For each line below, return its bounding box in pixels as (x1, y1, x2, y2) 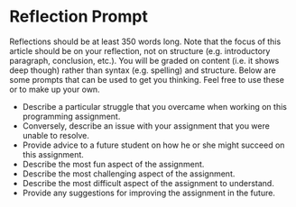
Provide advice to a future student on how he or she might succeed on (22, 139, 285, 150)
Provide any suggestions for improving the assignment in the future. (22, 187, 275, 198)
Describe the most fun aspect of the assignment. (22, 158, 205, 169)
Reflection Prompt (9, 6, 149, 27)
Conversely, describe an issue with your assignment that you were (22, 120, 271, 131)
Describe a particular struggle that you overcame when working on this (22, 101, 287, 112)
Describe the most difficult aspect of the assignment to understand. (22, 177, 275, 188)
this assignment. (22, 148, 84, 159)
